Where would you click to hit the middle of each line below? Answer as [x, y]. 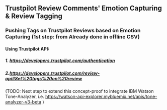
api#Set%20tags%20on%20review [44, 78]
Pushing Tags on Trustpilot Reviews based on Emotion [73, 31]
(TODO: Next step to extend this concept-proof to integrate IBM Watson [79, 91]
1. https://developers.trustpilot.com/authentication [60, 61]
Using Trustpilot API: [27, 49]
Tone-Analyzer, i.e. [25, 97]
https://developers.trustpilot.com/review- [54, 73]
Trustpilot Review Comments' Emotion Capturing [84, 8]
